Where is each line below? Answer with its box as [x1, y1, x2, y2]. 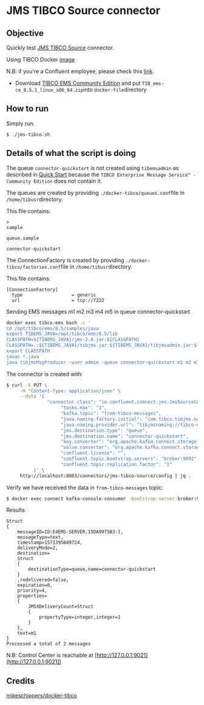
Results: [6, 506, 27, 514]
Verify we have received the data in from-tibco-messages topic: [6, 484, 164, 491]
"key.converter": [60, 439, 104, 445]
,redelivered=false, [17, 577, 69, 583]
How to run [6, 104, 49, 114]
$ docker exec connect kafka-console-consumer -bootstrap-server [6, 495, 175, 501]
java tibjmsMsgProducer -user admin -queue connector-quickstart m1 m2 [6, 359, 191, 366]
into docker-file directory [83, 86, 147, 93]
